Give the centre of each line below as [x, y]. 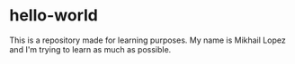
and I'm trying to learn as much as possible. [90, 49]
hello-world [54, 16]
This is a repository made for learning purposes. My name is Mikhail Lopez [147, 40]
